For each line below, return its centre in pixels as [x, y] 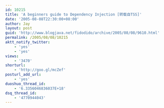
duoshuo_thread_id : [25, 84]
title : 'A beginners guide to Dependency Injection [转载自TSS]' [73, 14]
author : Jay [17, 24]
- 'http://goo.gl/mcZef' [40, 70]
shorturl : [15, 65]
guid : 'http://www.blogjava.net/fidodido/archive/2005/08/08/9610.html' [82, 33]
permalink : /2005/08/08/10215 [37, 38]
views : [12, 56]
